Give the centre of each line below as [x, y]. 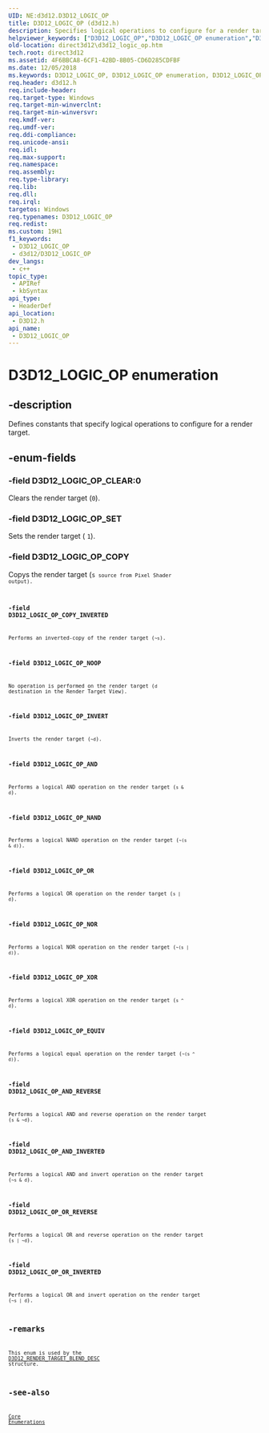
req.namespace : [34, 165]
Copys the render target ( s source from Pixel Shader [90, 574]
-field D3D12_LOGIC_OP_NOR [53, 924]
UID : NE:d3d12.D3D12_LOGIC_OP [59, 16]
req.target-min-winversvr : [53, 113]
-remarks [27, 1329]
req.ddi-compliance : [43, 134]
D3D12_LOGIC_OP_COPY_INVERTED [58, 616]
